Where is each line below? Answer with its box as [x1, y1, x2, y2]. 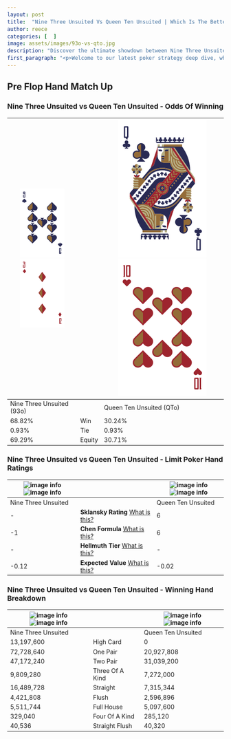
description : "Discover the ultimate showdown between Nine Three [7, 47, 201, 54]
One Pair [92, 647, 118, 656]
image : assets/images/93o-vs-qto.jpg [7, 40, 115, 47]
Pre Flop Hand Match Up [7, 81, 113, 93]
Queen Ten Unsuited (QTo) [104, 403, 180, 411]
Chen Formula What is [80, 525, 144, 533]
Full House [92, 703, 123, 711]
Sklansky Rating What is [80, 508, 151, 516]
